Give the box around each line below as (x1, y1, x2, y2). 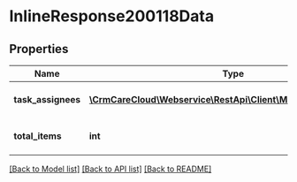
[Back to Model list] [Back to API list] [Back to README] (9, 163, 212, 174)
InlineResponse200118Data (9, 6, 215, 27)
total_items (13, 130, 62, 142)
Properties (9, 42, 69, 57)
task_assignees (13, 94, 81, 105)
